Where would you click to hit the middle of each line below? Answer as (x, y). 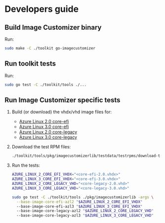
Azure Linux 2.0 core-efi (44, 122)
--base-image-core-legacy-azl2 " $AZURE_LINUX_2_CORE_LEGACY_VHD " (85, 211)
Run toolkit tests (30, 64)
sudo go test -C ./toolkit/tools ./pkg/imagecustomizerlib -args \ (83, 197)
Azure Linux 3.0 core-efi (44, 127)
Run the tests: (26, 165)
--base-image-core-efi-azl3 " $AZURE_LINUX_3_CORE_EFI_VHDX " (80, 206)
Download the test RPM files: (41, 147)
